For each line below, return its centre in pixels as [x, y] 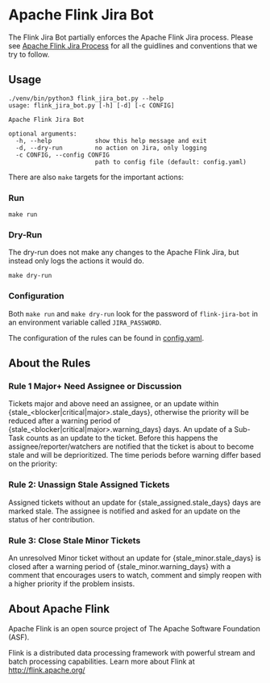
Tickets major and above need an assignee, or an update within [114, 404]
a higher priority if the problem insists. [72, 584]
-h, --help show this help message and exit [111, 140]
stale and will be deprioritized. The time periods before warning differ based [135, 455]
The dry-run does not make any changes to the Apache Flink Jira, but [124, 253]
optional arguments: [43, 134]
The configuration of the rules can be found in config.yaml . [106, 337]
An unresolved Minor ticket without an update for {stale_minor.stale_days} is [135, 558]
